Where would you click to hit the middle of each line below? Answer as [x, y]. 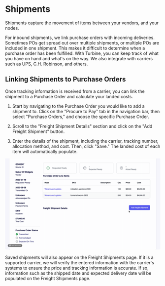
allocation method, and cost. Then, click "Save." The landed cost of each [86, 146]
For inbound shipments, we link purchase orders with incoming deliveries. [80, 38]
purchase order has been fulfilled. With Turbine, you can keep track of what [82, 53]
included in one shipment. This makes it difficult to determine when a [75, 48]
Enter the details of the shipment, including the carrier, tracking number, [85, 141]
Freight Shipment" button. [38, 131]
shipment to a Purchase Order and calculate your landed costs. [69, 96]
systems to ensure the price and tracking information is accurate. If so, [77, 268]
